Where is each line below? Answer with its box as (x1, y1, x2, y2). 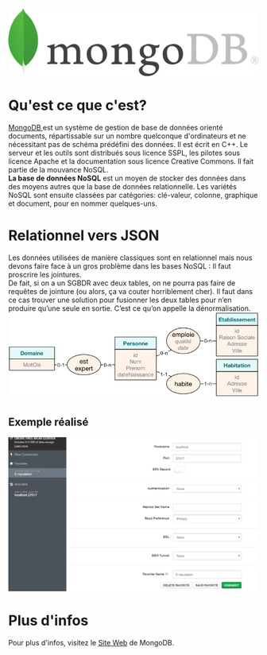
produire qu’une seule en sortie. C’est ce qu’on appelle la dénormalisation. (8, 303, 251, 313)
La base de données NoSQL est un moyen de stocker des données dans (8, 173, 246, 183)
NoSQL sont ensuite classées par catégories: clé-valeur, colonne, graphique (8, 190, 258, 200)
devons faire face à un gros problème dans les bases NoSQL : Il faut (8, 261, 232, 270)
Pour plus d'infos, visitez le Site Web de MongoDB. (8, 638, 175, 648)
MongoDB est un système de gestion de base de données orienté (8, 122, 223, 132)
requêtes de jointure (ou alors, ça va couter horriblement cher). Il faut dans (8, 286, 253, 296)
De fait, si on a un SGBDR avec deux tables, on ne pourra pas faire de (8, 278, 236, 288)
